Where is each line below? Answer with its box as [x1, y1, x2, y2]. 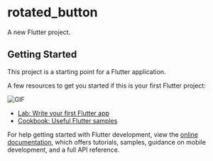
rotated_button [7, 4, 98, 21]
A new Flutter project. [7, 28, 71, 36]
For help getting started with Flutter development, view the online [7, 130, 199, 139]
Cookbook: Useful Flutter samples [17, 116, 118, 125]
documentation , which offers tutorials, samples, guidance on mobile [7, 137, 206, 146]
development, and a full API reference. [7, 145, 120, 154]
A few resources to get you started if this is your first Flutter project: [7, 81, 206, 90]
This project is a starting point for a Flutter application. [7, 67, 166, 76]
